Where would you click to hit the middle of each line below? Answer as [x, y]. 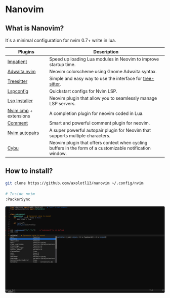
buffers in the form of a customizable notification [100, 148]
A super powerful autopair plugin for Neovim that [100, 130]
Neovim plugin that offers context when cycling [98, 142]
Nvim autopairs [23, 133]
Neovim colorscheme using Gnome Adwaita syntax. [103, 71]
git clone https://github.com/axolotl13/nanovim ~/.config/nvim [74, 183]
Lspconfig [18, 91]
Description [106, 51]
